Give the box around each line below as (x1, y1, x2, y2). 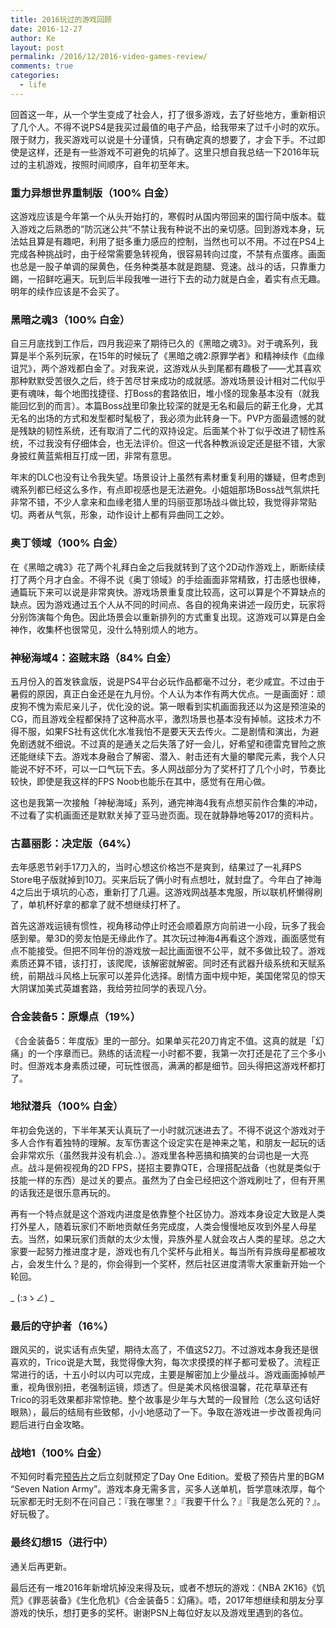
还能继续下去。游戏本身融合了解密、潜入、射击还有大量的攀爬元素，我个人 (10, 750, 317, 762)
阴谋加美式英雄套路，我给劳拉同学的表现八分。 (18, 982, 212, 995)
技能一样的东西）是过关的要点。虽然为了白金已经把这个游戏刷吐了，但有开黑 (10, 1174, 326, 1186)
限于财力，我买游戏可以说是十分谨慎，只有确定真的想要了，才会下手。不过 (10, 133, 317, 145)
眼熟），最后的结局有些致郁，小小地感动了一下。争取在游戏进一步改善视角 (10, 1406, 313, 1418)
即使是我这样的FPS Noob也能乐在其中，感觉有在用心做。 (36, 775, 272, 787)
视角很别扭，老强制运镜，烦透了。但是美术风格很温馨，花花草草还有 (27, 1381, 308, 1393)
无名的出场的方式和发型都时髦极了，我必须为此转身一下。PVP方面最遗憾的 (10, 412, 317, 425)
